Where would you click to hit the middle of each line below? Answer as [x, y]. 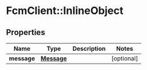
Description [89, 49]
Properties [26, 32]
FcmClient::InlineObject [65, 11]
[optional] [125, 58]
